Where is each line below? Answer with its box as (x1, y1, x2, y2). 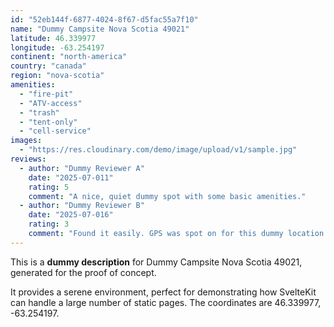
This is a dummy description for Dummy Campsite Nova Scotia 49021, (10, 256, 303, 268)
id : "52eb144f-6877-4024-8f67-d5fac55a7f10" (10, 14, 199, 25)
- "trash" (19, 107, 60, 118)
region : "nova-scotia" (10, 71, 105, 81)
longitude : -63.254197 (10, 42, 105, 53)
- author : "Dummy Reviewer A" (19, 163, 145, 173)
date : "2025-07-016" (28, 210, 114, 220)
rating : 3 (28, 219, 70, 230)
